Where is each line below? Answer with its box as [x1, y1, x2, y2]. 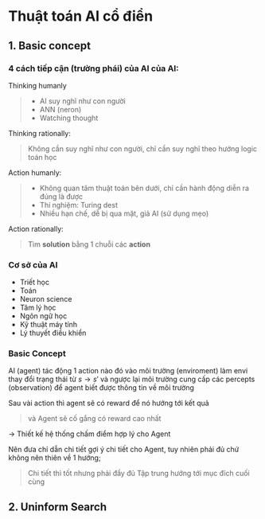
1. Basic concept [8, 39, 92, 53]
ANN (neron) [39, 104, 82, 114]
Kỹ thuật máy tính [19, 320, 78, 330]
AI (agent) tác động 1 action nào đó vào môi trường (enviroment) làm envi [8, 366, 248, 376]
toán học [27, 152, 57, 162]
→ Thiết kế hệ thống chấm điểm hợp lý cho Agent [8, 429, 171, 439]
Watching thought [39, 113, 99, 123]
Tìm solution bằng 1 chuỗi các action [27, 239, 151, 249]
